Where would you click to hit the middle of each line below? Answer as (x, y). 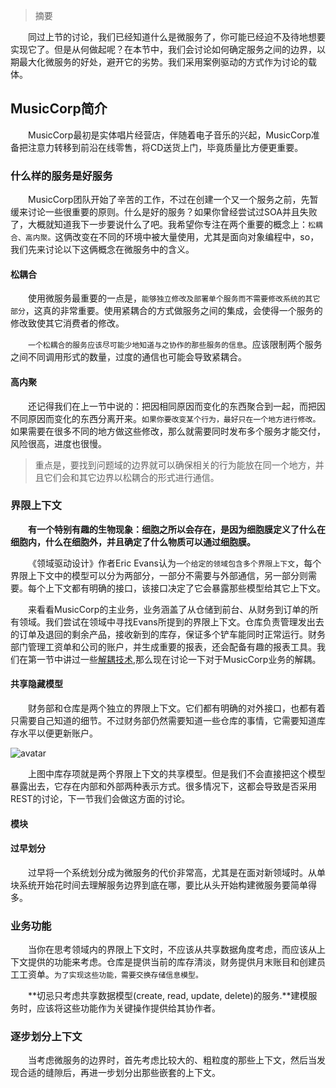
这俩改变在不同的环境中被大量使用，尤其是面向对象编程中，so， (187, 237)
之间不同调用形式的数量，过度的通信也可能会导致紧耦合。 (128, 357)
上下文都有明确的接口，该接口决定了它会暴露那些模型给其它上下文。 (185, 588)
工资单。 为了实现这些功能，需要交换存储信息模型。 (110, 975)
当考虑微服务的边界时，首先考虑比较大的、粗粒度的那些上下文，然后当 (172, 1060)
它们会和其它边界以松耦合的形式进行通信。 (131, 477)
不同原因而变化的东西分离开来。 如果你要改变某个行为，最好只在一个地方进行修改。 (165, 418)
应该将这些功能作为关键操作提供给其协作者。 (128, 1008)
